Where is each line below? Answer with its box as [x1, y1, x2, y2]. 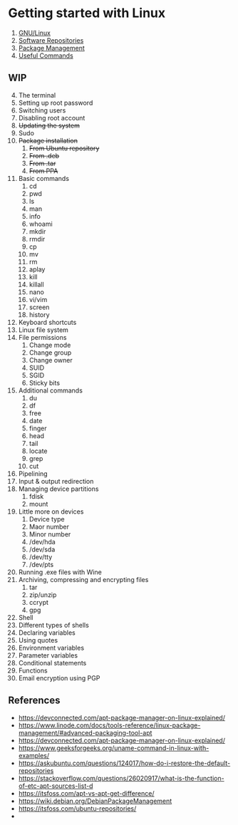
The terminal [18, 90, 56, 99]
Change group [29, 348, 72, 357]
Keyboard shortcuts [18, 318, 77, 326]
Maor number [29, 522, 70, 531]
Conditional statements [18, 658, 87, 667]
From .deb [29, 151, 60, 160]
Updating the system [18, 121, 81, 130]
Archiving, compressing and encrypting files [18, 575, 149, 583]
